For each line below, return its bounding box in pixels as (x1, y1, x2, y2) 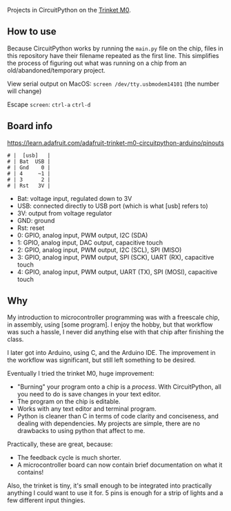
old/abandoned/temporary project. (7, 66, 106, 75)
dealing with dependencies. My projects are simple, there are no (17, 419, 201, 427)
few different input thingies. (7, 496, 86, 505)
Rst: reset (17, 224, 45, 232)
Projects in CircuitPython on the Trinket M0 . (7, 6, 131, 14)
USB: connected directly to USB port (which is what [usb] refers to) (17, 202, 208, 210)
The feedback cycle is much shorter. (17, 454, 121, 462)
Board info (7, 120, 53, 132)
